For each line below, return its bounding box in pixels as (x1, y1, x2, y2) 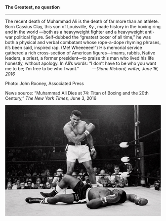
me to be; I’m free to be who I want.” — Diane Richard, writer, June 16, (5, 66, 159, 71)
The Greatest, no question (5, 4, 60, 10)
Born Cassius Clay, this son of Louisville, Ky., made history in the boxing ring (5, 24, 161, 29)
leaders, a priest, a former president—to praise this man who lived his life (5, 55, 154, 61)
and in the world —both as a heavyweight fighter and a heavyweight (5, 29, 144, 35)
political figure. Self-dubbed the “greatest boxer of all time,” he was (14, 34, 151, 40)
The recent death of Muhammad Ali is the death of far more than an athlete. (5, 18, 159, 24)
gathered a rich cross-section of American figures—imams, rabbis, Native (5, 50, 156, 56)
